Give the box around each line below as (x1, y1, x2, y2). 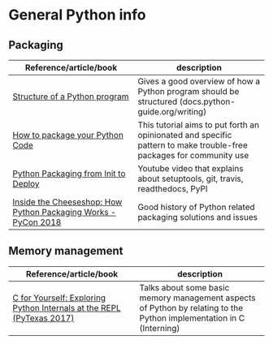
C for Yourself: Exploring (12, 292, 106, 303)
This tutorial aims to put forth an (137, 119, 260, 131)
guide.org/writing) (137, 106, 207, 117)
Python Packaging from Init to (12, 168, 126, 179)
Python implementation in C (139, 312, 245, 324)
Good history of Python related (137, 201, 256, 213)
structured (137, 96, 178, 107)
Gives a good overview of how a (137, 75, 261, 87)
